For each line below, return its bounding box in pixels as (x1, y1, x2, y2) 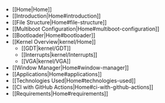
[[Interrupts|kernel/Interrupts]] (21, 51, 97, 58)
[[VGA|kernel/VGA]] (21, 58, 71, 65)
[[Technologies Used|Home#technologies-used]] (12, 77, 136, 84)
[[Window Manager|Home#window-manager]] (12, 64, 129, 71)
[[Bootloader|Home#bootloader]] (12, 32, 96, 39)
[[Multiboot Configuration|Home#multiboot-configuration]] (12, 25, 160, 32)
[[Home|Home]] (12, 6, 52, 13)
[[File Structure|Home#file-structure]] (12, 19, 107, 26)
